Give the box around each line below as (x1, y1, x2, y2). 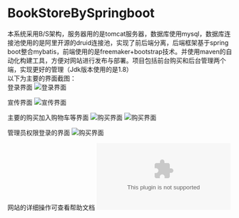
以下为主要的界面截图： (7, 73, 76, 83)
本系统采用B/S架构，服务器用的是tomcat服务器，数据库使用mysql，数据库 (7, 29, 225, 38)
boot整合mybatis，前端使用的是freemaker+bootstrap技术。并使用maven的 (7, 47, 226, 56)
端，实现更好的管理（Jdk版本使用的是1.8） (7, 65, 133, 73)
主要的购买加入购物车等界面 (7, 113, 89, 122)
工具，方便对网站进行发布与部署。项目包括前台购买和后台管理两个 (31, 56, 226, 65)
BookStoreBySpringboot (7, 5, 155, 21)
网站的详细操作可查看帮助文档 (7, 203, 95, 212)
